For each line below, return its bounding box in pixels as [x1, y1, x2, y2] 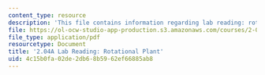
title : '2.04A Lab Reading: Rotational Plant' [8, 48, 164, 55]
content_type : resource [8, 11, 87, 20]
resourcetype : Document [8, 41, 87, 48]
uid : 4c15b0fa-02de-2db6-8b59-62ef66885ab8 [8, 55, 154, 63]
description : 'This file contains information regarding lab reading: [8, 19, 245, 27]
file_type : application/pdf [8, 33, 101, 41]
